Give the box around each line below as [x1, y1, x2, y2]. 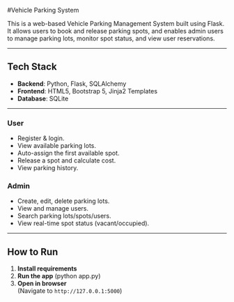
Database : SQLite [17, 94, 69, 103]
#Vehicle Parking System [7, 6, 79, 14]
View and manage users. [17, 204, 89, 213]
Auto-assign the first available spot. [17, 149, 120, 158]
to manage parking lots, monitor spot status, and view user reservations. [7, 34, 215, 43]
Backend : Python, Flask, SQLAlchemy [17, 80, 127, 88]
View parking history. [17, 164, 79, 172]
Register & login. [17, 134, 65, 142]
